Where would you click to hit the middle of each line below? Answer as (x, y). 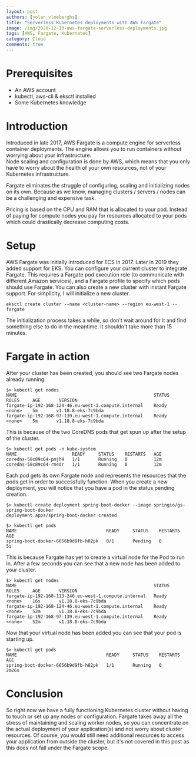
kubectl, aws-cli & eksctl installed (55, 96)
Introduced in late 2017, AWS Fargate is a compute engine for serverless (93, 143)
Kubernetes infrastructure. (38, 174)
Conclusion (35, 694)
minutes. (17, 333)
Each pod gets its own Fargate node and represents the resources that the (96, 475)
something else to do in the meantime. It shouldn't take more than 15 (89, 326)
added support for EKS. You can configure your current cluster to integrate (97, 268)
